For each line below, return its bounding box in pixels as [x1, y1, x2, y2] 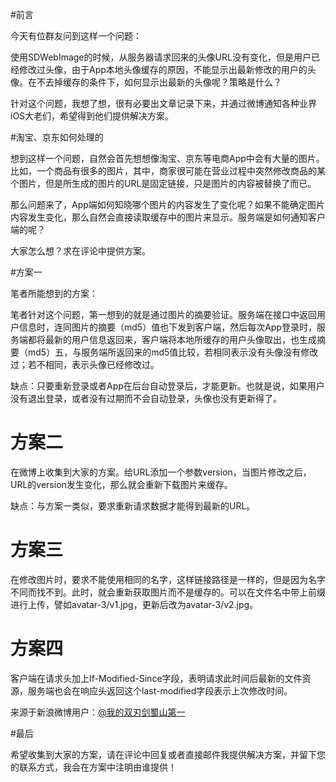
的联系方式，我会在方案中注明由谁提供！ [10, 761, 177, 773]
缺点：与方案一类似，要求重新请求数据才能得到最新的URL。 [10, 499, 256, 512]
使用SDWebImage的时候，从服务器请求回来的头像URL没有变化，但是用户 [10, 51, 312, 63]
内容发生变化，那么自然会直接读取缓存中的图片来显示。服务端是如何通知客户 [10, 211, 326, 223]
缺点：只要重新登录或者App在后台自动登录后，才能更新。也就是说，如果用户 [10, 380, 325, 392]
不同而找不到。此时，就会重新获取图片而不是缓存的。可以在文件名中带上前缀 [10, 586, 326, 598]
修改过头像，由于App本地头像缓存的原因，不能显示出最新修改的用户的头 [18, 64, 317, 75]
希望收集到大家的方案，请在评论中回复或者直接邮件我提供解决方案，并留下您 [10, 748, 326, 760]
